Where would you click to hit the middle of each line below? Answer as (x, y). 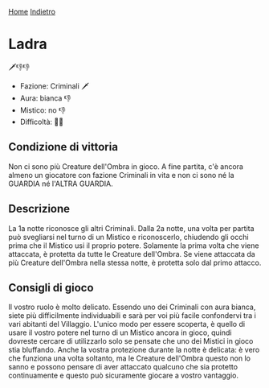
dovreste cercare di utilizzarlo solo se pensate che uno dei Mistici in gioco (131, 341)
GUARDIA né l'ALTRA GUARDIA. (61, 184)
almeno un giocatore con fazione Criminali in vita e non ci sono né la (121, 175)
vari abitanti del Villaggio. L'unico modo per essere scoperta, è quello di (127, 324)
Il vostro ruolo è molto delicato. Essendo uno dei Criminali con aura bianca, (132, 307)
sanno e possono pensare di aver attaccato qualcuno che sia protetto (123, 367)
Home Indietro (32, 12)
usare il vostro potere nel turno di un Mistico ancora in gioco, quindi (120, 332)
